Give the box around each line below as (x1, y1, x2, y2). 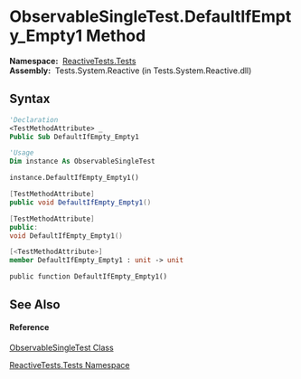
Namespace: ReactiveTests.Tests (9, 55, 136, 66)
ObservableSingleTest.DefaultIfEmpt (9, 6, 292, 27)
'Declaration (9, 115, 59, 124)
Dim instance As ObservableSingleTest (9, 156, 155, 166)
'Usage (9, 148, 34, 157)
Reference (9, 322, 50, 333)
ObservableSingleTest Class (9, 342, 115, 353)
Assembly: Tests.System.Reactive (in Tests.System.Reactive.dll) (9, 65, 252, 76)
